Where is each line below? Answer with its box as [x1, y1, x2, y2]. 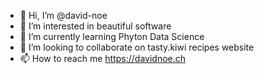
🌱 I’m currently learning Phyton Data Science [19, 31, 205, 42]
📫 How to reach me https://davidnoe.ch [19, 53, 187, 64]
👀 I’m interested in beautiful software [19, 20, 172, 32]
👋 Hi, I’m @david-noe [19, 10, 108, 21]
